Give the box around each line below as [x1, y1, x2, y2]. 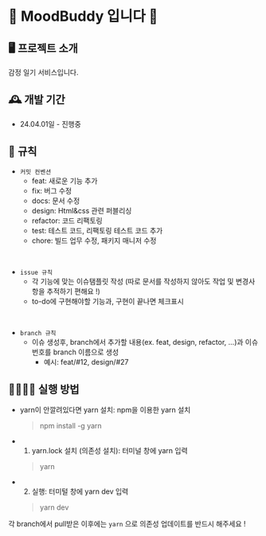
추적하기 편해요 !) [46, 286, 101, 295]
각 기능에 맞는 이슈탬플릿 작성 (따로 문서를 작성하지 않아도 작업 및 [31, 276, 234, 286]
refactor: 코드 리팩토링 [31, 216, 103, 225]
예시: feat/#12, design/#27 [43, 357, 129, 366]
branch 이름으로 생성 [53, 347, 119, 357]
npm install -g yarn [39, 421, 102, 431]
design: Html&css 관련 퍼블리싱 [31, 205, 132, 215]
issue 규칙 [19, 268, 53, 276]
